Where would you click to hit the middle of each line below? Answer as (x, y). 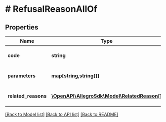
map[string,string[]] (75, 76)
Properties (22, 27)
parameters (21, 76)
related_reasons (27, 96)
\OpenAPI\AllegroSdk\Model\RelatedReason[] (106, 96)
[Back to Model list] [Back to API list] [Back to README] (62, 114)
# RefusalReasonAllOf (51, 9)
